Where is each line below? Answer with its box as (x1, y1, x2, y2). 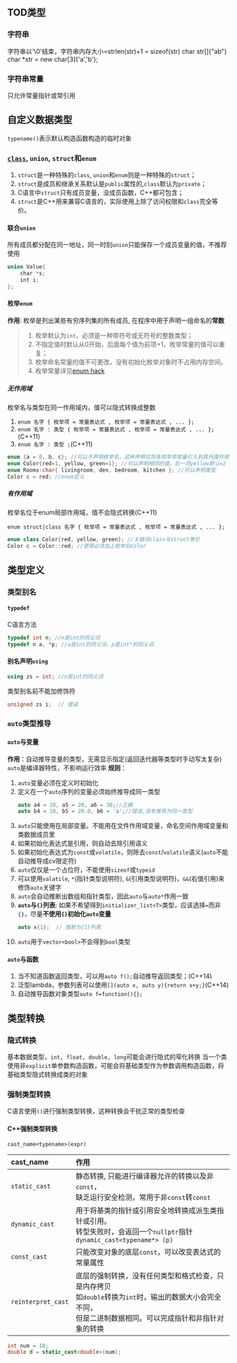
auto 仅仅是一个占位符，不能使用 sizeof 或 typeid (17, 865, 155, 874)
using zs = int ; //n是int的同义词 (7, 673, 104, 680)
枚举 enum (7, 299, 33, 308)
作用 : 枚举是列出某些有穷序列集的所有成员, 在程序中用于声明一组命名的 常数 (7, 316, 224, 325)
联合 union (7, 223, 36, 232)
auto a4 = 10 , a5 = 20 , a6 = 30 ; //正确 (17, 801, 133, 808)
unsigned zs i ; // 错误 (7, 701, 78, 708)
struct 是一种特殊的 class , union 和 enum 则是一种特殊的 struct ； (17, 171, 196, 179)
